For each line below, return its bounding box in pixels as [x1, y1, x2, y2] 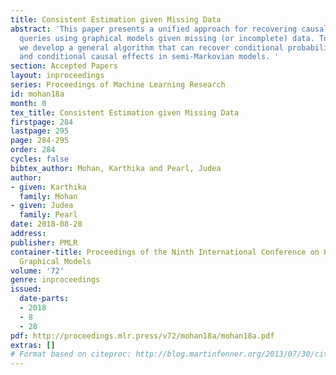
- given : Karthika [10, 182, 87, 192]
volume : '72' [10, 266, 65, 276]
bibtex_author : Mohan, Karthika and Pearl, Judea [10, 163, 222, 173]
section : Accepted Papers [10, 61, 118, 71]
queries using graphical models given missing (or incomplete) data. [19, 33, 315, 43]
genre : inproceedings [10, 275, 101, 285]
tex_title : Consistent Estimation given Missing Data [10, 107, 240, 118]
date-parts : [19, 294, 70, 304]
